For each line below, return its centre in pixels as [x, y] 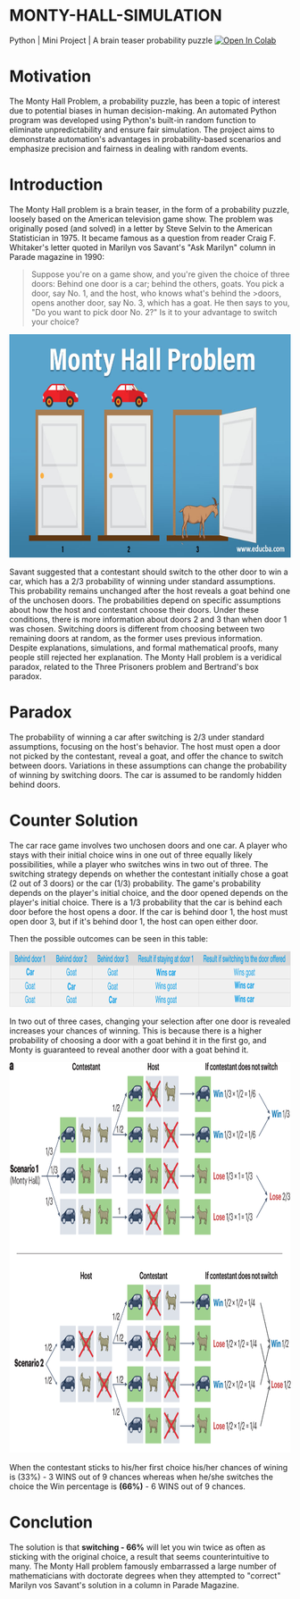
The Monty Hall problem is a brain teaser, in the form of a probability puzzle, [150, 209]
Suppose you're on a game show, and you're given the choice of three [160, 274]
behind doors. [35, 784]
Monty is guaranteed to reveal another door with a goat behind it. [129, 1050]
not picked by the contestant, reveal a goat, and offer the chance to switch [146, 756]
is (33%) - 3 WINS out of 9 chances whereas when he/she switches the [142, 1477]
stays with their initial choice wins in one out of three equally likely [131, 855]
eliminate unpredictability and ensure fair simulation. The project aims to [142, 130]
